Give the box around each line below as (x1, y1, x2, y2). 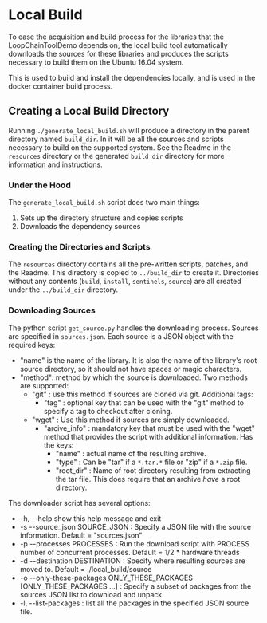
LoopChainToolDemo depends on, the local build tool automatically (8, 40, 229, 49)
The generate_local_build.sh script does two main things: (8, 198, 201, 207)
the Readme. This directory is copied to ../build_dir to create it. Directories (8, 268, 259, 278)
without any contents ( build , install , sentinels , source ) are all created (8, 277, 241, 286)
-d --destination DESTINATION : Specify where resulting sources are (19, 556, 245, 566)
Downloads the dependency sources (19, 222, 141, 231)
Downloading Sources (8, 305, 96, 316)
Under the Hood (8, 179, 72, 191)
